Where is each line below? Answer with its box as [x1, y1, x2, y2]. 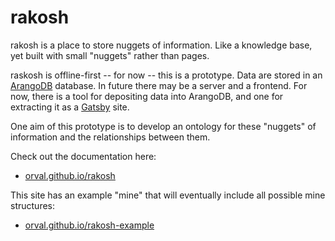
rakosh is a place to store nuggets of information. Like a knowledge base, [10, 39, 313, 51]
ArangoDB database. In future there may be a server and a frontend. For [10, 79, 308, 91]
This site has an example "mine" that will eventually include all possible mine [10, 189, 326, 201]
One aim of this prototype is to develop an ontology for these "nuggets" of [10, 120, 317, 132]
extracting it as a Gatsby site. [10, 101, 130, 113]
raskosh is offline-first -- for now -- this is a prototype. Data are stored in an [10, 69, 323, 81]
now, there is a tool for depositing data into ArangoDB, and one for [10, 90, 284, 102]
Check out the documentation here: [10, 150, 157, 162]
